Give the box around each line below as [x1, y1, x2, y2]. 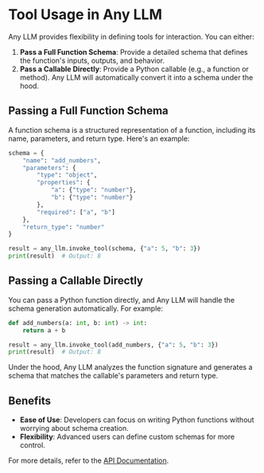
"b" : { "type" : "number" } [50, 193, 134, 201]
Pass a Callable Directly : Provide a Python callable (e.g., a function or [19, 64, 249, 73]
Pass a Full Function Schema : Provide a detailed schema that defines [19, 47, 248, 56]
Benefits [8, 394, 52, 407]
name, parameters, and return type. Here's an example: [8, 134, 190, 143]
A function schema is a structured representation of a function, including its [8, 125, 256, 134]
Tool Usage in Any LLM [8, 6, 163, 24]
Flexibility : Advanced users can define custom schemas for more [19, 432, 235, 442]
